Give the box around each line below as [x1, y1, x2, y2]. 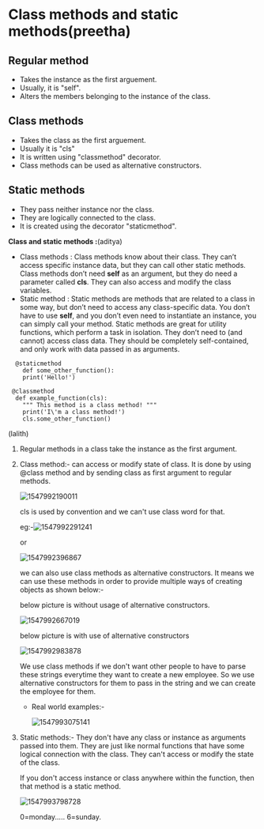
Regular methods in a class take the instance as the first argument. [19, 444, 237, 454]
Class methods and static [8, 6, 179, 24]
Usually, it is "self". [19, 83, 81, 92]
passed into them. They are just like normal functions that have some [19, 740, 245, 750]
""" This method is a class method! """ [22, 401, 157, 409]
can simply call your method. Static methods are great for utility [19, 318, 227, 329]
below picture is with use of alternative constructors [19, 631, 190, 640]
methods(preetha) [8, 22, 131, 40]
